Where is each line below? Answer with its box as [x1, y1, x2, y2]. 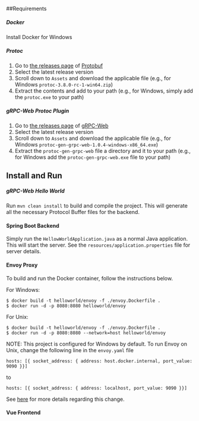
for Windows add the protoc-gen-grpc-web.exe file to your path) [14, 154, 171, 161]
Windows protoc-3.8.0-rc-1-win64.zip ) [14, 81, 113, 88]
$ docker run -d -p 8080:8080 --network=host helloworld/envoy [6, 330, 166, 336]
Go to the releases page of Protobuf [14, 62, 103, 69]
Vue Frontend [6, 409, 41, 416]
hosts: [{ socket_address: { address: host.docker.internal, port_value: [6, 358, 193, 364]
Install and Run [6, 171, 62, 181]
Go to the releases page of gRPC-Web [14, 122, 109, 129]
